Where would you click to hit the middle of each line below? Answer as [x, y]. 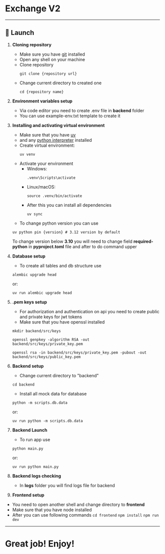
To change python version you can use [59, 223]
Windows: [37, 168]
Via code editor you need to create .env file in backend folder [82, 110]
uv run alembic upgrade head [42, 293]
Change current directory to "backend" [59, 375]
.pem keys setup [30, 302]
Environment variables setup [42, 101]
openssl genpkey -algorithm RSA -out [51, 340]
